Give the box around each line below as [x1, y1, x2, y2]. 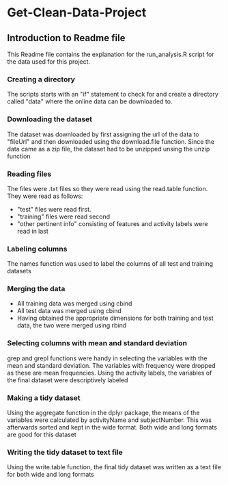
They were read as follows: [7, 192, 83, 200]
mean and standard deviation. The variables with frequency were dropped [7, 361, 216, 369]
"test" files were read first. [16, 205, 91, 213]
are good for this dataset [7, 430, 76, 439]
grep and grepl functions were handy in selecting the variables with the [7, 354, 208, 362]
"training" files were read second [16, 212, 111, 221]
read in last [16, 227, 49, 235]
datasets [7, 267, 32, 275]
